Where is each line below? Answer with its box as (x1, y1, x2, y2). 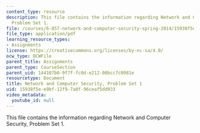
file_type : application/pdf (6, 31, 76, 37)
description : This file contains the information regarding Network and (6, 14, 190, 20)
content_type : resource (6, 8, 65, 15)
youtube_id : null (11, 97, 55, 103)
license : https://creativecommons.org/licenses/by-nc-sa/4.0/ (6, 48, 164, 54)
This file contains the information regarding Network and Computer (6, 114, 171, 121)
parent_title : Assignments (6, 58, 73, 64)
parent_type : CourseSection (6, 64, 76, 70)
